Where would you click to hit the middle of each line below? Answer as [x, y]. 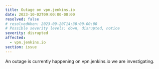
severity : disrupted [27, 33]
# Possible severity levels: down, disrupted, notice [63, 28]
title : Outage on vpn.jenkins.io [40, 10]
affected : [16, 38]
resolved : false [22, 19]
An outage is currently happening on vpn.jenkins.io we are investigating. [80, 61]
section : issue [21, 47]
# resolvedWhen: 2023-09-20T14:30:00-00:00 [51, 24]
